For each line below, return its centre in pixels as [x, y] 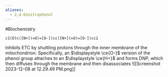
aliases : [14, 10]
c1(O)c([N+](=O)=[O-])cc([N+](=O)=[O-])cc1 [52, 38]
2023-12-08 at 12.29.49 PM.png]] [40, 69]
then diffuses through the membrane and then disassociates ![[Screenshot [83, 63]
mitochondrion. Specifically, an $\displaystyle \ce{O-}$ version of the [78, 53]
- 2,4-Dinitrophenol [31, 15]
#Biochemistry [20, 29]
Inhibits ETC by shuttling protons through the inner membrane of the [76, 47]
